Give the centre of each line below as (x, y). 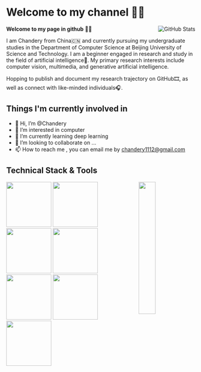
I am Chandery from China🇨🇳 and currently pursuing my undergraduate (96, 40)
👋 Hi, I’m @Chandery (41, 123)
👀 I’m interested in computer (50, 129)
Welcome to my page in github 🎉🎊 (49, 29)
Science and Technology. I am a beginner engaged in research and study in (100, 54)
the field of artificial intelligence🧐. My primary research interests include (95, 60)
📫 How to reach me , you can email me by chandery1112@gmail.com (100, 149)
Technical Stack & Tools (52, 171)
